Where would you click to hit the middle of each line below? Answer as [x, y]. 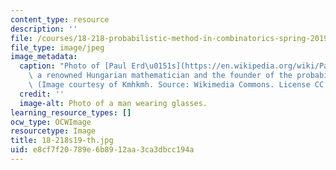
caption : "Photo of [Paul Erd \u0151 [95, 66]
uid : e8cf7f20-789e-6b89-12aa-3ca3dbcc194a [102, 150]
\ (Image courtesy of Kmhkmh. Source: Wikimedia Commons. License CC [176, 85]
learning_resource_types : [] [71, 112]
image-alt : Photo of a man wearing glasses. [113, 103]
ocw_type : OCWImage [51, 122]
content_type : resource [60, 19]
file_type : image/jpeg [57, 47]
